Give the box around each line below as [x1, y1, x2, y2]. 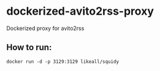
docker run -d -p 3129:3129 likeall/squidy [6, 58, 120, 65]
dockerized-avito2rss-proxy [6, 4, 154, 18]
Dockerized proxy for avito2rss [6, 24, 85, 32]
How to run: [6, 42, 52, 53]
